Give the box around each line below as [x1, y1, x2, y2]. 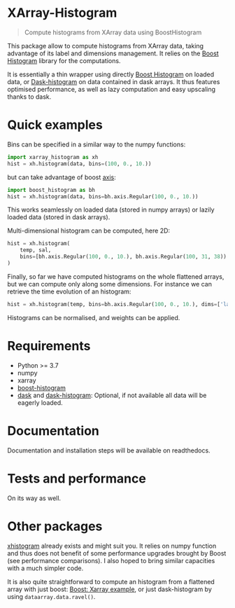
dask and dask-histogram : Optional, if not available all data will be [17, 391, 207, 399]
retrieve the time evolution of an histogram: [7, 287, 131, 296]
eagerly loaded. [17, 398, 63, 407]
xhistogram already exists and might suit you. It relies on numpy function [7, 541, 217, 550]
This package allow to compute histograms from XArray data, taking [7, 41, 204, 50]
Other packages [7, 518, 103, 534]
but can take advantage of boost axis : [7, 173, 117, 181]
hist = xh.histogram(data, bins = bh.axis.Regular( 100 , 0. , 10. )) [7, 193, 199, 200]
